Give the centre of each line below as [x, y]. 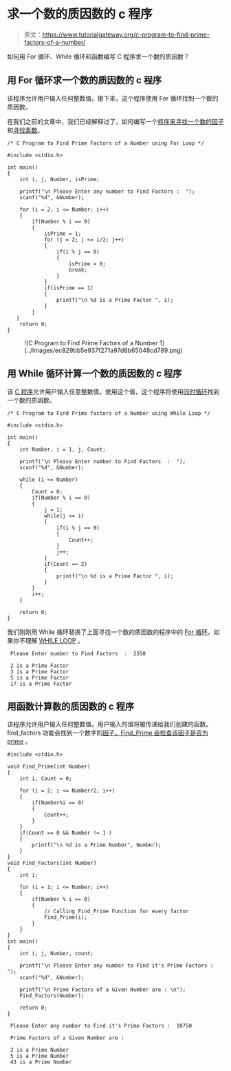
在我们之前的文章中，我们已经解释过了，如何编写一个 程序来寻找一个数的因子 [115, 121]
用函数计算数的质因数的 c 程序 [71, 706]
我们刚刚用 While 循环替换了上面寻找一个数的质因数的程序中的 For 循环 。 [111, 632]
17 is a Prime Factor [41, 684]
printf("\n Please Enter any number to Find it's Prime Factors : [117, 966]
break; [78, 269]
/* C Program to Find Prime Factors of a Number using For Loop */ [106, 143]
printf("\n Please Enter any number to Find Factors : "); [107, 191]
